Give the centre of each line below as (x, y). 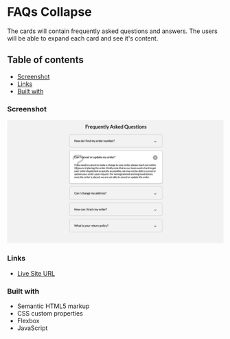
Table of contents (45, 60)
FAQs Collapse (50, 12)
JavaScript (32, 328)
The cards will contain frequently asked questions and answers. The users (112, 31)
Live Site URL (36, 273)
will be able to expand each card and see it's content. (83, 38)
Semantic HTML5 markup (53, 306)
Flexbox (28, 321)
